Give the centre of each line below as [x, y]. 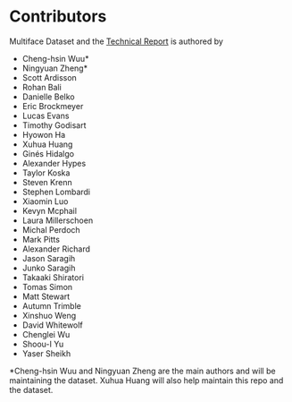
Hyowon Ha [44, 134]
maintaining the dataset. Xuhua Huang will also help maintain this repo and [146, 380]
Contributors [58, 17]
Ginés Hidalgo [48, 153]
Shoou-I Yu [43, 344]
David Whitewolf [52, 325]
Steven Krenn [47, 182]
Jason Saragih [49, 258]
